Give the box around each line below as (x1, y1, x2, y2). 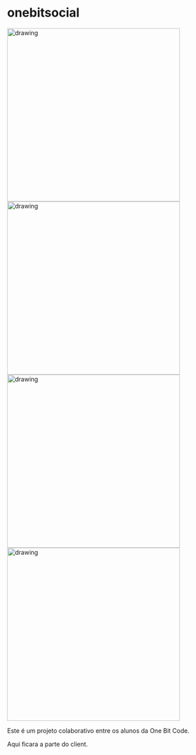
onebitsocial (7, 5, 80, 21)
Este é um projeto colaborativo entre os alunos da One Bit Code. (7, 726, 190, 735)
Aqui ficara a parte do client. (7, 740, 88, 748)
